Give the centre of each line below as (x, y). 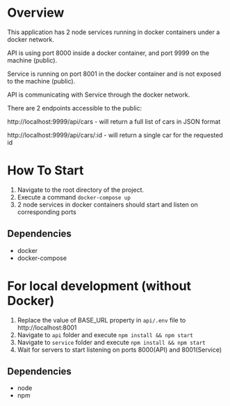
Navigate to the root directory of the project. (81, 190)
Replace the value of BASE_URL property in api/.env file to (101, 320)
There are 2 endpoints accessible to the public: (75, 108)
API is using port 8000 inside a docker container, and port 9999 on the (108, 53)
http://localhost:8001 (47, 327)
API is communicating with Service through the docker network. (99, 95)
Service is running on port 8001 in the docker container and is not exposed (114, 74)
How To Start (46, 171)
